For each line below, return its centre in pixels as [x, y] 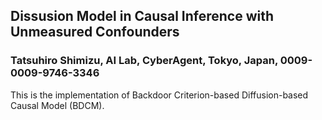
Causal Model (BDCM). [57, 105]
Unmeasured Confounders [95, 32]
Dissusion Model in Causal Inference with [142, 16]
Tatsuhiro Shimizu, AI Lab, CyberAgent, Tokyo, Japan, [144, 61]
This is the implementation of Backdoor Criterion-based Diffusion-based [159, 95]
